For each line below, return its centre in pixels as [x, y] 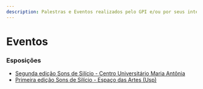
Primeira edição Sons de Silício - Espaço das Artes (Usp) [86, 80]
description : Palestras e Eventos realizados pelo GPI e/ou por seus [96, 12]
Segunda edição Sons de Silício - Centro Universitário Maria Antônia [100, 73]
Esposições [24, 60]
